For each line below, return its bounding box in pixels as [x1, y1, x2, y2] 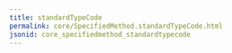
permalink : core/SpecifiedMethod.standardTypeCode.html [9, 22, 223, 31]
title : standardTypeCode [9, 13, 103, 22]
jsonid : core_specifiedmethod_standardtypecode [9, 30, 192, 39]
